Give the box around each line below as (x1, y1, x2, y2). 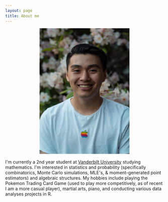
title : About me (5, 13, 39, 19)
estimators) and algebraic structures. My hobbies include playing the (5, 175, 148, 181)
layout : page (5, 8, 33, 13)
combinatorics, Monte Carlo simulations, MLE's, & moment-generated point (5, 169, 161, 175)
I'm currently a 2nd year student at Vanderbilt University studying (5, 159, 141, 165)
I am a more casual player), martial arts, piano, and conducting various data (5, 185, 162, 191)
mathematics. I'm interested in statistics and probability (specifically (5, 164, 146, 170)
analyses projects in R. (5, 191, 52, 197)
